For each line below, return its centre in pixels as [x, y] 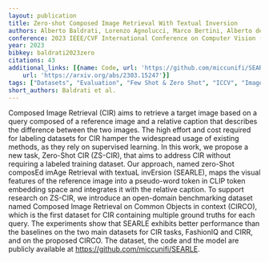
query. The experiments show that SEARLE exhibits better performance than [134, 224]
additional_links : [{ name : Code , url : [73, 68]
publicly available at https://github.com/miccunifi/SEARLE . [104, 249]
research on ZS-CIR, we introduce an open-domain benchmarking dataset [131, 198]
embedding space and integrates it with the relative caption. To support [126, 190]
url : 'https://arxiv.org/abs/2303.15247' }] [96, 75]
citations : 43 [32, 61]
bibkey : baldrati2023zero [51, 53]
